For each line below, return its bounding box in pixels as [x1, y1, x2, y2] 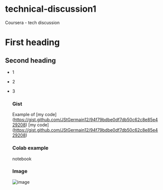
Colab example [12, 144, 49, 151]
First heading [5, 37, 60, 48]
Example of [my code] [12, 112, 57, 118]
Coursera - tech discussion [5, 20, 60, 25]
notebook [12, 156, 32, 162]
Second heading [5, 56, 56, 65]
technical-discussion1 [5, 3, 97, 15]
